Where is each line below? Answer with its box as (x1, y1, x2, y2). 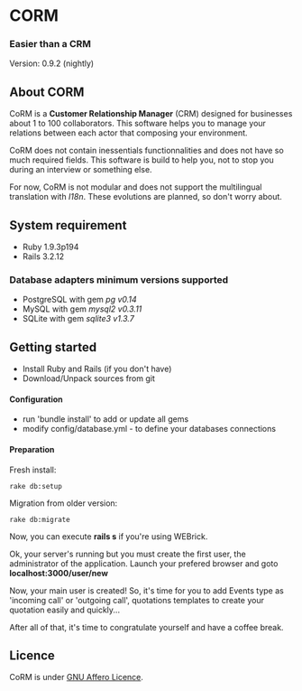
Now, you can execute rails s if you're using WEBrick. (9, 530, 208, 542)
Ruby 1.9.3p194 (22, 241, 79, 253)
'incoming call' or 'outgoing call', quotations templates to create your (9, 594, 264, 605)
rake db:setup (9, 481, 63, 490)
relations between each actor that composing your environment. (9, 127, 248, 138)
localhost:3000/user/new (9, 567, 108, 578)
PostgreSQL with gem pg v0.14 (22, 294, 137, 305)
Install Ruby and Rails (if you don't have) (22, 363, 172, 375)
